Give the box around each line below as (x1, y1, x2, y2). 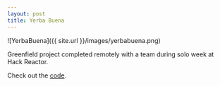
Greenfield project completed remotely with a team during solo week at (7, 50, 214, 59)
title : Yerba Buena (7, 17, 65, 24)
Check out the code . (7, 71, 67, 80)
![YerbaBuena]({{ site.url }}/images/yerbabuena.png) (7, 36, 161, 44)
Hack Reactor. (7, 57, 49, 66)
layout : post (7, 10, 46, 18)
